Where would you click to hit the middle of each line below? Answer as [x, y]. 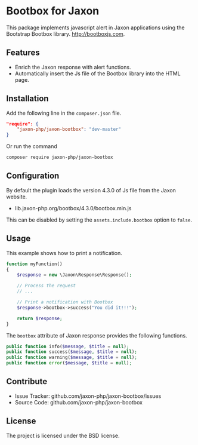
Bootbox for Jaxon [53, 11]
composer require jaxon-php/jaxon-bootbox [60, 157]
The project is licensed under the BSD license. [63, 435]
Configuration [33, 176]
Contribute [27, 381]
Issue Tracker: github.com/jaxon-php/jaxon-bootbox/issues [88, 396]
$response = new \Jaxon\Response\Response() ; [75, 275]
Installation [27, 99]
